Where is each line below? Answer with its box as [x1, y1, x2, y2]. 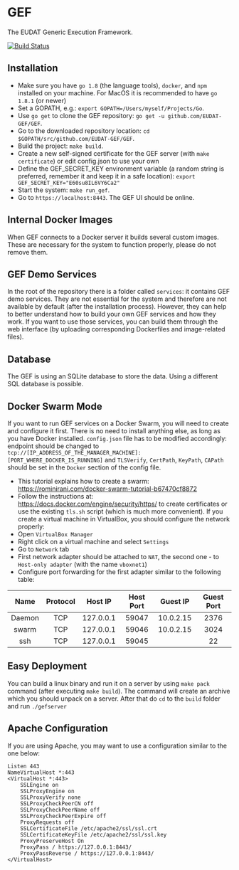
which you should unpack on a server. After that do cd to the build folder [7, 694, 221, 703]
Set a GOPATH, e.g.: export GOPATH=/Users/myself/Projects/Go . [17, 104, 205, 112]
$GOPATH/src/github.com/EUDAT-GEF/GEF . [17, 134, 135, 142]
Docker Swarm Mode [7, 400, 102, 413]
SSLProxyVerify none [20, 794, 81, 801]
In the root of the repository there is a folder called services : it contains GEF [7, 287, 230, 296]
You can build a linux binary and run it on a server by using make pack [7, 679, 210, 687]
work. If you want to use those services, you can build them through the [7, 317, 218, 326]
